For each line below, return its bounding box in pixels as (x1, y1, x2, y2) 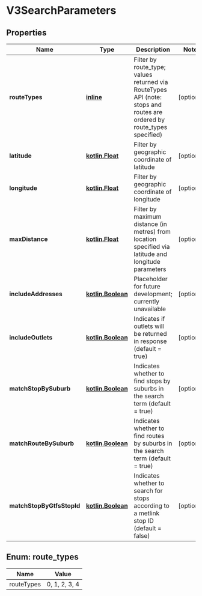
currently (133, 297, 159, 305)
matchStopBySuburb (9, 385, 71, 392)
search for (133, 487, 163, 494)
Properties (6, 28, 47, 38)
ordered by (133, 115, 165, 124)
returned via (133, 78, 168, 86)
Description (136, 46, 170, 53)
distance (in (133, 220, 167, 228)
